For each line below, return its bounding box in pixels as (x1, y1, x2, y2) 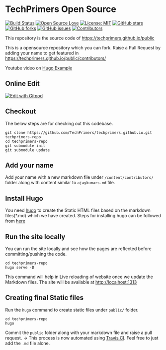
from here (5, 218, 26, 224)
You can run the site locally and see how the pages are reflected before (5, 246, 152, 252)
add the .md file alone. (5, 340, 50, 346)
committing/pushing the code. (5, 251, 67, 257)
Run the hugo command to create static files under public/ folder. (5, 307, 139, 313)
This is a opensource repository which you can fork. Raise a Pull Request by (5, 44, 161, 50)
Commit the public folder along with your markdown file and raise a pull (5, 330, 153, 336)
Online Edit (5, 79, 40, 88)
